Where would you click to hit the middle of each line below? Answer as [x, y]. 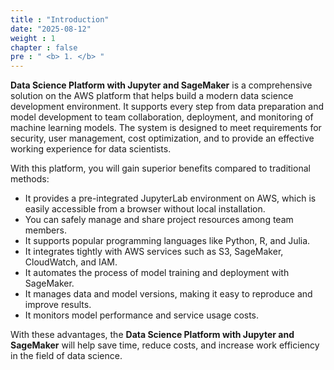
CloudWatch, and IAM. [71, 262]
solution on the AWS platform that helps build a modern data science [152, 96]
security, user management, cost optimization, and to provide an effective [162, 138]
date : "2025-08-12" [51, 29]
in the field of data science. [66, 356]
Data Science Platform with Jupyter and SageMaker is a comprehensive [161, 85]
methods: [30, 179]
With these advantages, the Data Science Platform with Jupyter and [152, 335]
